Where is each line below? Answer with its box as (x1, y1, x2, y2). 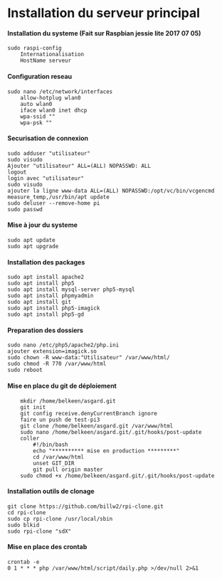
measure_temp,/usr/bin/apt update (7, 193, 110, 201)
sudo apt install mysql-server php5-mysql (7, 286, 135, 293)
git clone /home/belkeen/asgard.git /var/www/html (20, 422, 174, 430)
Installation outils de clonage (7, 487, 95, 496)
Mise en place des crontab (7, 543, 88, 551)
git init (20, 403, 46, 410)
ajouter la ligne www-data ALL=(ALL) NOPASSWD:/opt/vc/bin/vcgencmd (7, 187, 215, 194)
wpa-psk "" (20, 119, 53, 126)
